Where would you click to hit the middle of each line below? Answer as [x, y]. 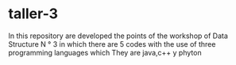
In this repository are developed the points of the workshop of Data [118, 36]
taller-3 [33, 14]
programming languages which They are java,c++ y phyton [105, 52]
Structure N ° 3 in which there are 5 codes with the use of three [112, 44]
